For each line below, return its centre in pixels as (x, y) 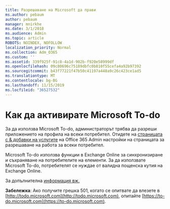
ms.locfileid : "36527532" (32, 90)
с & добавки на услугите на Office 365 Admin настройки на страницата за (85, 140)
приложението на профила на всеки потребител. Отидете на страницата (84, 134)
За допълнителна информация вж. (42, 181)
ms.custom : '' (20, 57)
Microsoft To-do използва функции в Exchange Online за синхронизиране (84, 155)
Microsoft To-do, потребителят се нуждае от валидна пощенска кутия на (84, 165)
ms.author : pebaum (25, 15)
